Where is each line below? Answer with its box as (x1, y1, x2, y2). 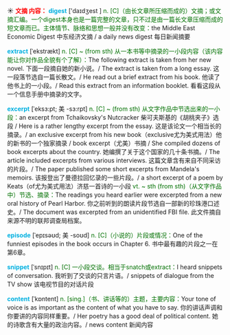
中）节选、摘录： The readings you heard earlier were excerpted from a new (7, 191, 222, 199)
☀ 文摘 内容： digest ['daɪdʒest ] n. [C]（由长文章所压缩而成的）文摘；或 (7, 7, 216, 14)
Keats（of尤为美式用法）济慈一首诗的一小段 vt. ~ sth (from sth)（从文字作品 (7, 182, 222, 190)
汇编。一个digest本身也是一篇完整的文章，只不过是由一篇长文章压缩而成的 (12, 15, 223, 23)
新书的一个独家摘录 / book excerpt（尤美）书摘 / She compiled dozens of (12, 139, 221, 147)
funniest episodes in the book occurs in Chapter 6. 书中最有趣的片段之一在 (7, 240, 218, 248)
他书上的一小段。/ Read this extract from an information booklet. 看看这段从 (7, 82, 221, 89)
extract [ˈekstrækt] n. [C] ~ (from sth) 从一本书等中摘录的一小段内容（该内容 (7, 47, 223, 55)
